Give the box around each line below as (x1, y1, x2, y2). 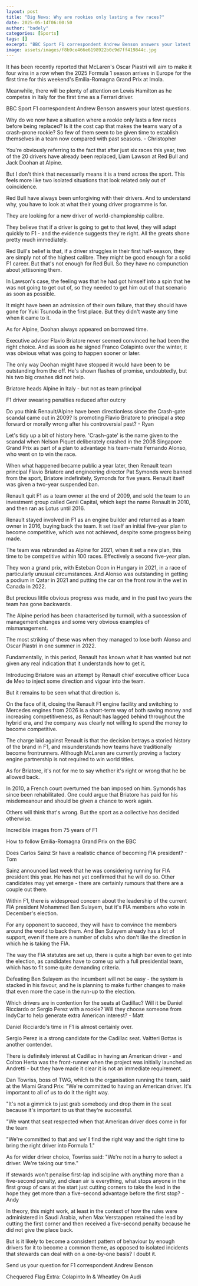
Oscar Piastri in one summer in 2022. (6, 642, 97, 649)
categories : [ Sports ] (6, 31, 60, 37)
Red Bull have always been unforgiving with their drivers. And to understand (6, 194, 191, 201)
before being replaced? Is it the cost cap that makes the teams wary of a (6, 122, 182, 130)
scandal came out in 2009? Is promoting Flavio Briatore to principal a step (6, 414, 186, 421)
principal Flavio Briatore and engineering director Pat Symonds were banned (6, 468, 192, 475)
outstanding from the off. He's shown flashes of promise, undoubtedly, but (6, 367, 187, 374)
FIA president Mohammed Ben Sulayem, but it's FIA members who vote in (6, 903, 185, 910)
